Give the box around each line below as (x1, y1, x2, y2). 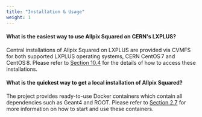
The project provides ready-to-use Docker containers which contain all (6, 92, 183, 100)
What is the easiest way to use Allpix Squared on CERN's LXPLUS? (6, 33, 177, 40)
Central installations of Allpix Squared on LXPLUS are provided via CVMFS (6, 46, 191, 53)
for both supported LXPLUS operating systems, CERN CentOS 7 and (6, 52, 175, 60)
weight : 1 (6, 14, 31, 20)
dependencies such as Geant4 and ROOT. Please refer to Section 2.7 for (6, 98, 186, 106)
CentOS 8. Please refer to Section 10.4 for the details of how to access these (6, 59, 196, 66)
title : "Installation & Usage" (6, 8, 85, 15)
